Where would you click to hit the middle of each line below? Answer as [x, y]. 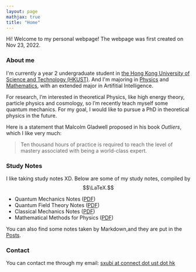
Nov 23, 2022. [23, 45]
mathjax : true [23, 17]
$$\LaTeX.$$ [98, 187]
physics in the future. [32, 115]
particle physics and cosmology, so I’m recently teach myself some [87, 103]
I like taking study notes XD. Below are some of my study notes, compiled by [98, 178]
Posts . [14, 235]
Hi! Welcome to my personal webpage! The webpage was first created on [95, 39]
